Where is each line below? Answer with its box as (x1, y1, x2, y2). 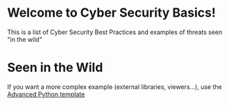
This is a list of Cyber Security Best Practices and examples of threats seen (7, 28, 223, 36)
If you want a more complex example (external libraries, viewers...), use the (7, 82, 222, 91)
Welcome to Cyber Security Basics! (7, 5, 217, 21)
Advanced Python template (7, 90, 85, 98)
